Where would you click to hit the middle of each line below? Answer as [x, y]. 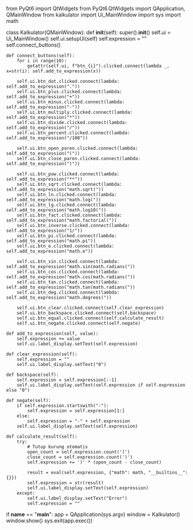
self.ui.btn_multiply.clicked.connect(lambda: [75, 112]
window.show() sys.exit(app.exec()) [49, 521]
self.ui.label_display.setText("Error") [77, 498]
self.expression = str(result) [66, 483]
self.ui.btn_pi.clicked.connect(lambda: [67, 236]
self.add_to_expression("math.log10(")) [56, 210]
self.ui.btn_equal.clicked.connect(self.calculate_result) [91, 318]
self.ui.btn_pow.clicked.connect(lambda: [68, 174]
